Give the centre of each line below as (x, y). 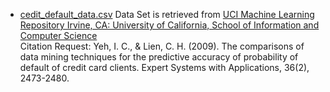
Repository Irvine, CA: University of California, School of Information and (169, 25)
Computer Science (58, 35)
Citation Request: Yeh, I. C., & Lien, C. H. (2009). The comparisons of (162, 46)
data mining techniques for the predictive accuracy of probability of (159, 57)
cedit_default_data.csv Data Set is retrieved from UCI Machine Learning (167, 14)
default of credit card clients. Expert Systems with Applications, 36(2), (164, 67)
